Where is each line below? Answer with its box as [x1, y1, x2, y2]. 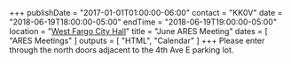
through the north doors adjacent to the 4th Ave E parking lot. [9, 45, 234, 55]
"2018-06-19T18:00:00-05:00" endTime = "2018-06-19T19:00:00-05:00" [9, 17, 278, 27]
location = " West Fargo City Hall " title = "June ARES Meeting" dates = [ [9, 26, 268, 36]
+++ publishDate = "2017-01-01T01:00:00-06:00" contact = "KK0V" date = [9, 8, 283, 18]
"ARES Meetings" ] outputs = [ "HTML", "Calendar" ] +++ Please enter [9, 35, 265, 46]
